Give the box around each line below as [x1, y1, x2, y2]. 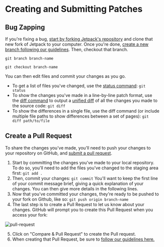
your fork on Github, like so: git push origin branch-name [12, 196, 129, 202]
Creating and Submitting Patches [5, 3, 143, 15]
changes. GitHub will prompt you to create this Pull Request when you [12, 207, 153, 213]
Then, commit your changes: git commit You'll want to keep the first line [12, 175, 158, 181]
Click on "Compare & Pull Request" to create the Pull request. [12, 231, 136, 237]
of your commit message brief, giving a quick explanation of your [12, 181, 144, 186]
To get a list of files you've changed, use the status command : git [12, 83, 146, 89]
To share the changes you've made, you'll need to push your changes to [5, 145, 151, 151]
